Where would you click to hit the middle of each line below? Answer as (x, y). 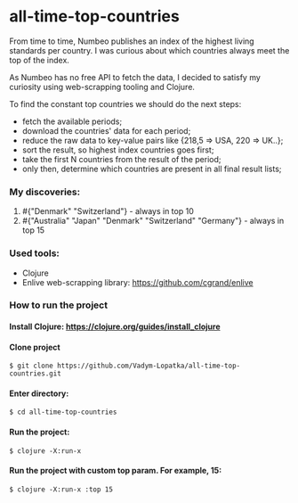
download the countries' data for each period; (106, 130)
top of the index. (39, 60)
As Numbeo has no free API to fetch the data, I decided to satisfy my (135, 77)
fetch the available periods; (72, 121)
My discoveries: (45, 192)
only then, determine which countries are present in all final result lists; (152, 169)
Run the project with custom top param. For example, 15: (116, 471)
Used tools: (35, 253)
